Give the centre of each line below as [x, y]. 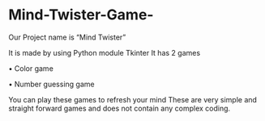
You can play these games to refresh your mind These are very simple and [133, 99]
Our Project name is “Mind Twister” [67, 37]
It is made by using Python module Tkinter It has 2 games [105, 52]
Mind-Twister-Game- [81, 15]
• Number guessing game [51, 84]
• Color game [31, 68]
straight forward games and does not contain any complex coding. [120, 108]
